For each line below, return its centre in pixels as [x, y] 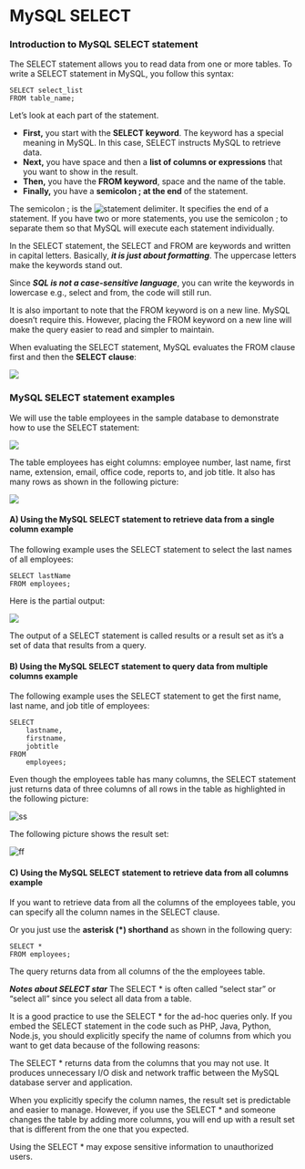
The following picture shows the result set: [89, 834]
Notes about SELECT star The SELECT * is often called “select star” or [142, 989]
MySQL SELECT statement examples [92, 398]
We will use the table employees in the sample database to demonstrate [144, 418]
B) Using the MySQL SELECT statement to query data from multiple [139, 666]
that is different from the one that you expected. [99, 1129]
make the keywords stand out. [66, 265]
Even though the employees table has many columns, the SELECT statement [153, 780]
